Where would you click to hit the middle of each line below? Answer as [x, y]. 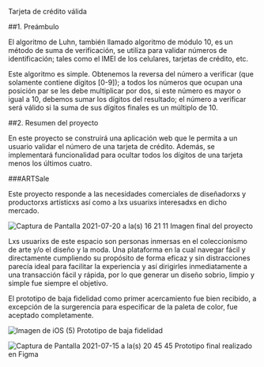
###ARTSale [29, 178]
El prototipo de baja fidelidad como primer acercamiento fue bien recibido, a [132, 298]
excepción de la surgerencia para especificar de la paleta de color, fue [123, 307]
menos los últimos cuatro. [50, 163]
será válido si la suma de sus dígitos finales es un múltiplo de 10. [113, 107]
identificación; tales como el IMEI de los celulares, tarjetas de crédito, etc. [128, 59]
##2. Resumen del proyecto [53, 123]
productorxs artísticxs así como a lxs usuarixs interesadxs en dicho [118, 202]
